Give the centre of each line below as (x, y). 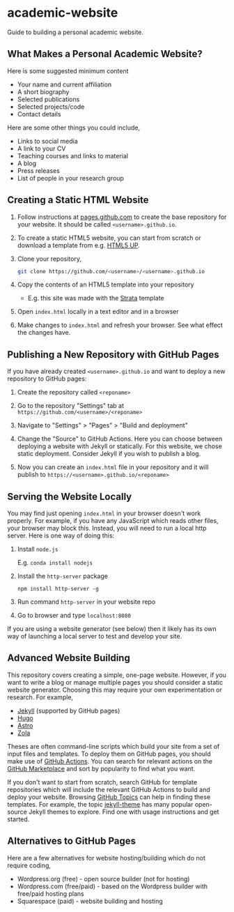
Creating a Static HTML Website (78, 200)
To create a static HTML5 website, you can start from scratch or (109, 238)
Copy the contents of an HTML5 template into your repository (106, 284)
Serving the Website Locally (70, 496)
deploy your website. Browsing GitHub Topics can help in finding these (109, 797)
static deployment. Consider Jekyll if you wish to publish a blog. (109, 454)
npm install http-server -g (58, 589)
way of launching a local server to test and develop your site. (95, 637)
